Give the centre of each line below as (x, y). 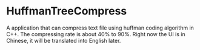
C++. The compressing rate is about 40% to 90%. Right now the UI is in (96, 34)
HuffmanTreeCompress (67, 11)
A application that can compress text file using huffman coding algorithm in (100, 28)
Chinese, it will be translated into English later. (64, 40)
